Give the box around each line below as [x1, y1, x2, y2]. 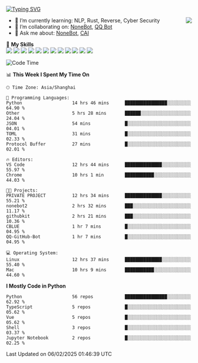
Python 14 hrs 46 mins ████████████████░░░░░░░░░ [6, 100, 192, 106]
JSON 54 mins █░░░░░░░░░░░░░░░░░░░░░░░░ [6, 121, 192, 126]
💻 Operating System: [6, 250, 59, 256]
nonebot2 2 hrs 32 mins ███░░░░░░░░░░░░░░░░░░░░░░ [6, 203, 192, 209]
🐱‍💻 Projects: [6, 188, 38, 194]
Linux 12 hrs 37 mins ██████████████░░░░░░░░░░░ [6, 257, 192, 262]
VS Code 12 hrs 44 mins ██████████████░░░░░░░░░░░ [6, 162, 192, 168]
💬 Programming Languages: [6, 95, 70, 101]
